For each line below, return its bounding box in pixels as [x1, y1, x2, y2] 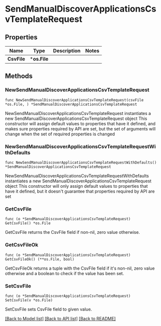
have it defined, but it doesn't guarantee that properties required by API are [5, 188, 155, 194]
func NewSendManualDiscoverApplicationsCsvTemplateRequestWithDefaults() [5, 160, 157, 165]
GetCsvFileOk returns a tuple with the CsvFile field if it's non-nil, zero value [5, 265, 155, 271]
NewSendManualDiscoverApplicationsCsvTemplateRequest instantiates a [5, 110, 151, 116]
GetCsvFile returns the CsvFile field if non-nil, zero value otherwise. [5, 229, 140, 235]
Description [53, 48, 81, 54]
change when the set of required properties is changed [5, 131, 115, 137]
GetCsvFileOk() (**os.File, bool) [5, 257, 75, 261]
